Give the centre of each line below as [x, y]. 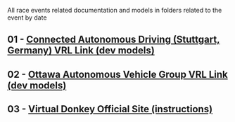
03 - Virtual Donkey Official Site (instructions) [110, 109]
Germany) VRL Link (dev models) [81, 51]
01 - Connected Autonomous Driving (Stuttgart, [114, 40]
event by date [27, 18]
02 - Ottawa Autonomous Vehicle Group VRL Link [118, 74]
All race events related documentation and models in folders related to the [115, 10]
